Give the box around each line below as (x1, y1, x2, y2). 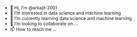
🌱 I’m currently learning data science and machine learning (10, 15, 132, 21)
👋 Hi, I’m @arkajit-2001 (10, 5, 58, 10)
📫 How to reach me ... (10, 26, 57, 32)
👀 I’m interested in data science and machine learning (10, 10, 121, 16)
